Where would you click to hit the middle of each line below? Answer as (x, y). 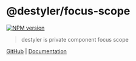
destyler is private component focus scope (75, 39)
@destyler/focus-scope (68, 11)
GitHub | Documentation (36, 51)
